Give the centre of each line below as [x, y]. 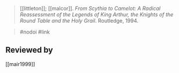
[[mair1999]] [20, 64]
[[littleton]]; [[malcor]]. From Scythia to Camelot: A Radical [90, 8]
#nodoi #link [35, 32]
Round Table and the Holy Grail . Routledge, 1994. [79, 21]
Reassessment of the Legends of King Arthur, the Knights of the [96, 14]
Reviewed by [29, 50]
